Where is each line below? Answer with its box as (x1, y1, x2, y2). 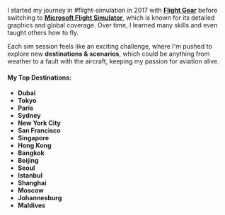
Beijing (17, 156, 39, 165)
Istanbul (17, 171, 42, 180)
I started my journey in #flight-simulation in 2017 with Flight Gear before (7, 6, 218, 14)
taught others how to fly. (7, 28, 79, 37)
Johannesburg (17, 194, 62, 202)
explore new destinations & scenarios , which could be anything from (7, 49, 210, 58)
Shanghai (17, 179, 47, 188)
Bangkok (17, 149, 45, 157)
